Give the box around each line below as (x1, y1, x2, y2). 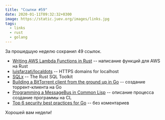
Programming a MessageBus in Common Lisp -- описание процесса (12, 89, 154, 95)
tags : (5, 21, 16, 26)
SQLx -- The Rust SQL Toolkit (12, 74, 73, 80)
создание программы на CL (12, 94, 72, 100)
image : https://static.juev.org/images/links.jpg (5, 16, 110, 21)
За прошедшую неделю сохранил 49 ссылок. (5, 48, 102, 54)
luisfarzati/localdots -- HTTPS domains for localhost (12, 68, 119, 74)
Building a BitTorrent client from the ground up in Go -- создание (12, 79, 146, 84)
